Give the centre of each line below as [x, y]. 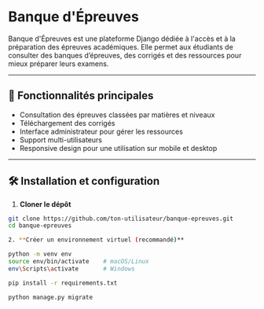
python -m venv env [40, 254]
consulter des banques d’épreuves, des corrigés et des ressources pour [125, 55]
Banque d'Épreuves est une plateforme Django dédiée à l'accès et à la [122, 39]
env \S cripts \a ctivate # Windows [71, 269]
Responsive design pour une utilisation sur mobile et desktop [118, 148]
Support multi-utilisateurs [60, 140]
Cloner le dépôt [45, 204]
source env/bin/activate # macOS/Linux [79, 262]
